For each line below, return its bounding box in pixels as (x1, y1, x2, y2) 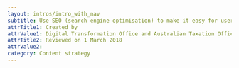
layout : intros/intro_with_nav (7, 10, 100, 18)
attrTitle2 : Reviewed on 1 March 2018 (7, 37, 122, 44)
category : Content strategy (7, 50, 91, 57)
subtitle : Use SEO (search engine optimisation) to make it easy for (7, 17, 218, 24)
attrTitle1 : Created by (7, 23, 78, 30)
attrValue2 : (7, 43, 43, 50)
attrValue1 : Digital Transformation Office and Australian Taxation (7, 30, 215, 38)
